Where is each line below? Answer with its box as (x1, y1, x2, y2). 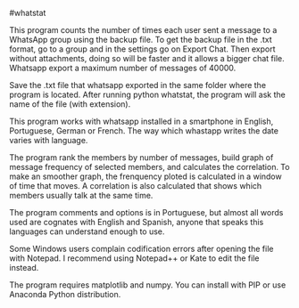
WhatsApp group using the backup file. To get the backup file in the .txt (9, 35, 272, 45)
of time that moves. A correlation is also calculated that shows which (9, 181, 262, 190)
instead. (9, 263, 39, 272)
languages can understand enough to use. (9, 226, 165, 237)
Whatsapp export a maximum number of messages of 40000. (9, 62, 237, 73)
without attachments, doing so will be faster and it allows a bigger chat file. (9, 53, 286, 63)
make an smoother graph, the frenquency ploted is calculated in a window (9, 171, 283, 182)
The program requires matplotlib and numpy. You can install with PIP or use (9, 280, 287, 290)
